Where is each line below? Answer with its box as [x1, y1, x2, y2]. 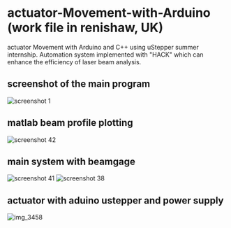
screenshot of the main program [7, 78, 151, 90]
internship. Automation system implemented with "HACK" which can [7, 50, 204, 59]
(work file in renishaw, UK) [7, 20, 164, 36]
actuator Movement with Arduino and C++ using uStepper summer [7, 43, 199, 51]
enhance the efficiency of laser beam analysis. [7, 57, 142, 66]
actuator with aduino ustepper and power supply [7, 194, 224, 206]
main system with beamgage [7, 155, 136, 167]
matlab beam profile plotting [7, 117, 134, 129]
